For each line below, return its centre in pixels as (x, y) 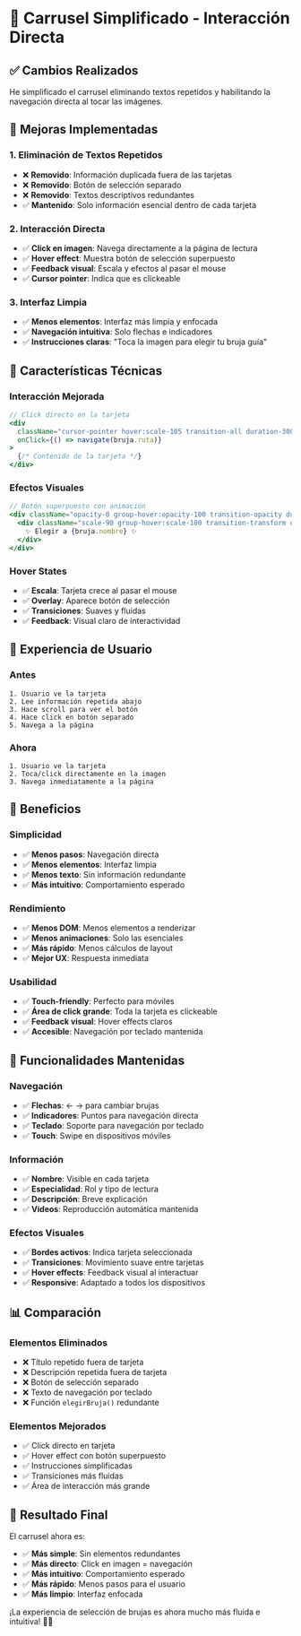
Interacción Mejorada (57, 396)
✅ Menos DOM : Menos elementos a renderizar (109, 928)
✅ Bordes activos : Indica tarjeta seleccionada (107, 1252)
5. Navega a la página (52, 725)
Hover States (38, 571)
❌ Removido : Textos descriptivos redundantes (108, 195)
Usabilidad (33, 982)
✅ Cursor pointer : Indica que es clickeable (101, 278)
